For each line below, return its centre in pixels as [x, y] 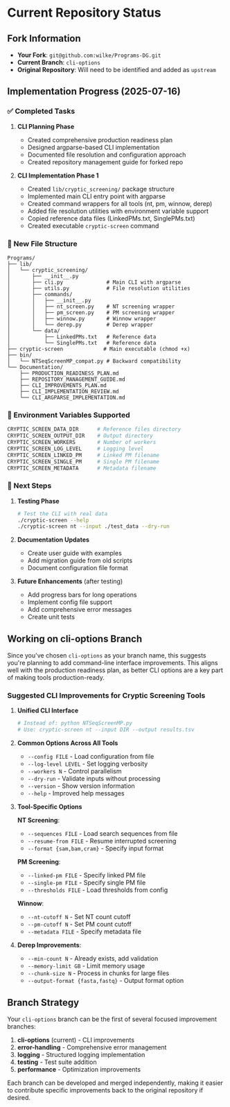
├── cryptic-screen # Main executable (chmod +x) [99, 349]
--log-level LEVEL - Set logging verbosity [88, 764]
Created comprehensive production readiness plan [100, 139]
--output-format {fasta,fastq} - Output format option [106, 981]
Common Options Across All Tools [68, 743]
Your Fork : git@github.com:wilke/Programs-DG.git [89, 55]
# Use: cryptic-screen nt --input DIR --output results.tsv [106, 730]
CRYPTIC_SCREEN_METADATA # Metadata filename [82, 468]
